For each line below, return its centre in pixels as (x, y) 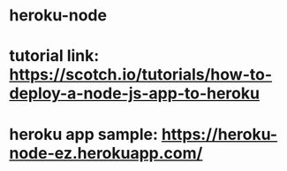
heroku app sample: (84, 134)
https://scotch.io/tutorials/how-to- (140, 75)
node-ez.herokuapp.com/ (106, 153)
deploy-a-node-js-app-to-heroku (135, 93)
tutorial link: (54, 56)
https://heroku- (219, 134)
